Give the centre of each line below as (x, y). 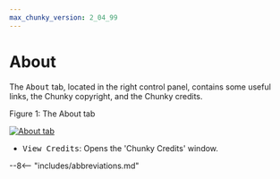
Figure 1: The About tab (52, 114)
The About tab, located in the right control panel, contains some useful (140, 87)
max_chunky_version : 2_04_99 (64, 17)
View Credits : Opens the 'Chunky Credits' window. (120, 148)
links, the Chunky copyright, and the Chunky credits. (106, 96)
